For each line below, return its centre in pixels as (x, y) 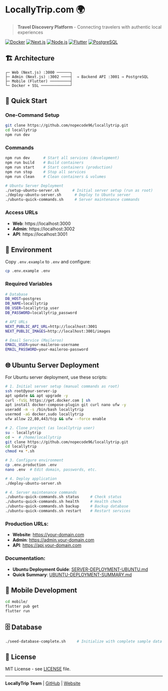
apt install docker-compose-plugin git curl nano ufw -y (66, 405)
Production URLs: (27, 524)
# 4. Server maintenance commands (41, 492)
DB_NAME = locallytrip (27, 303)
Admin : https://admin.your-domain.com (53, 540)
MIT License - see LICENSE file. (38, 669)
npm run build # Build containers (44, 163)
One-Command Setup (32, 115)
